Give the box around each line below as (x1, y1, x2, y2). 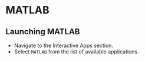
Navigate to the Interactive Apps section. (14, 42, 113, 49)
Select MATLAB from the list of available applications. (14, 48, 139, 55)
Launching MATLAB (5, 27, 80, 37)
